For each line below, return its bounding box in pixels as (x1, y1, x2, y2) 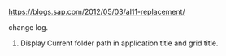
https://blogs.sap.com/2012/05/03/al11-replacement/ (8, 7, 185, 16)
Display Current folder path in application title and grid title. (20, 38, 219, 48)
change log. (8, 23, 49, 32)
